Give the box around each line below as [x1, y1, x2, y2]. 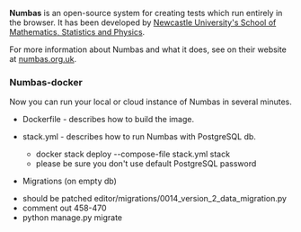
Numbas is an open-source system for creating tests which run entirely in [9, 8, 283, 18]
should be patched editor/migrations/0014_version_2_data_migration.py [22, 193, 288, 204]
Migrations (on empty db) [22, 175, 117, 187]
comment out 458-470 [22, 202, 107, 214]
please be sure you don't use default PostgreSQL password [35, 158, 257, 169]
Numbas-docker [9, 76, 83, 88]
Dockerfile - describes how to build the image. [22, 114, 195, 125]
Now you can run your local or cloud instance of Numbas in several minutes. [9, 96, 292, 107]
